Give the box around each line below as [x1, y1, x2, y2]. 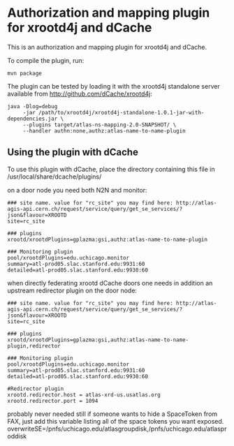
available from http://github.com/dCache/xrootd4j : [7, 89, 152, 98]
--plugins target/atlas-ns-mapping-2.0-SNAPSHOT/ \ [22, 121, 177, 128]
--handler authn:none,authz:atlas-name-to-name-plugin [22, 127, 187, 134]
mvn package [7, 70, 42, 77]
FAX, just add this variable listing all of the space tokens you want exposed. [7, 417, 224, 425]
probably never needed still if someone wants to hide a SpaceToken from [7, 410, 218, 418]
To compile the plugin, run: [7, 56, 85, 64]
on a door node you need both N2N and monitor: [7, 186, 148, 194]
